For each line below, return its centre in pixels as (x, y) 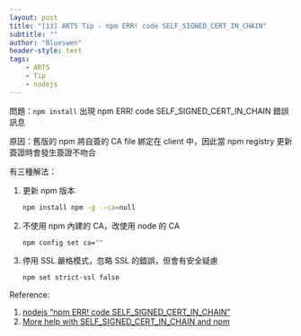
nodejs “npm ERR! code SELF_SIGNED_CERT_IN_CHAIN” (126, 312)
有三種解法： (33, 171)
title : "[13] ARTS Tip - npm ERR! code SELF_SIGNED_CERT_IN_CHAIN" (138, 26)
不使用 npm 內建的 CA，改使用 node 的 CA (101, 226)
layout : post (34, 17)
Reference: (30, 295)
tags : (19, 59)
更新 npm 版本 (49, 190)
